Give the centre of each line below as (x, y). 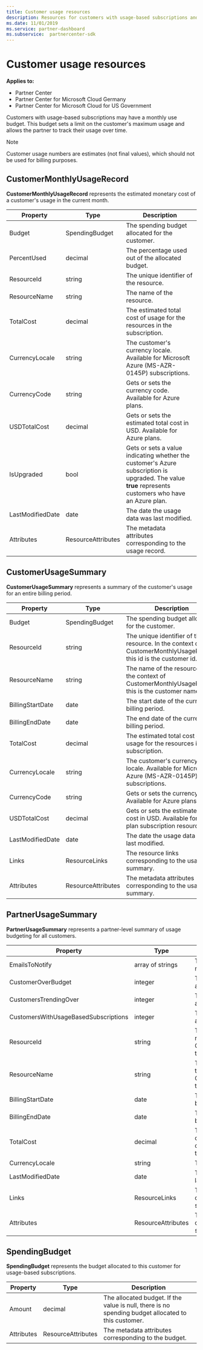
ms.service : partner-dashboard (46, 29)
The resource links (153, 853)
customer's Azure (151, 463)
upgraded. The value (156, 478)
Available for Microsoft (158, 358)
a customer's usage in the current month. (58, 200)
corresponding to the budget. (145, 1338)
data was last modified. (159, 518)
